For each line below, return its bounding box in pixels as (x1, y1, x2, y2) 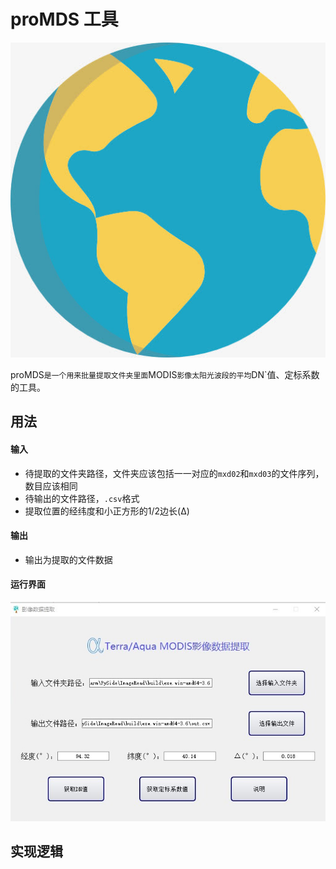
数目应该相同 (24, 480, 78, 492)
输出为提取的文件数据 (24, 553, 113, 565)
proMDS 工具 (10, 8, 119, 31)
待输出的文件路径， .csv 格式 (24, 492, 140, 504)
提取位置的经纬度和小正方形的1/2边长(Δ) (24, 505, 190, 517)
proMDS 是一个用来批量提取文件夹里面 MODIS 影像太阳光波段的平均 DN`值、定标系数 (10, 368, 320, 380)
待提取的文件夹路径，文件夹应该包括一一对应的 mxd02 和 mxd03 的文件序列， (24, 467, 325, 479)
